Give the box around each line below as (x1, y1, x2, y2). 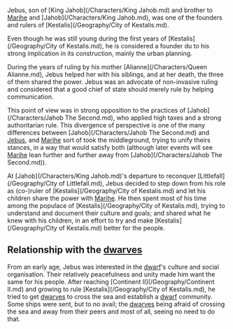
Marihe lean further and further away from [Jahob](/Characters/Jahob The (7, 150, 223, 159)
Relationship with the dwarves (7, 244, 143, 256)
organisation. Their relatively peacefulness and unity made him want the (7, 269, 216, 279)
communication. (7, 92, 54, 101)
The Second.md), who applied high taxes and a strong (65, 113, 222, 122)
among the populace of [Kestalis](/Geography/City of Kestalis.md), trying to (7, 202, 225, 209)
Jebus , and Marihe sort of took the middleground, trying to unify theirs (7, 136, 211, 144)
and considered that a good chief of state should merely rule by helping (7, 85, 214, 93)
